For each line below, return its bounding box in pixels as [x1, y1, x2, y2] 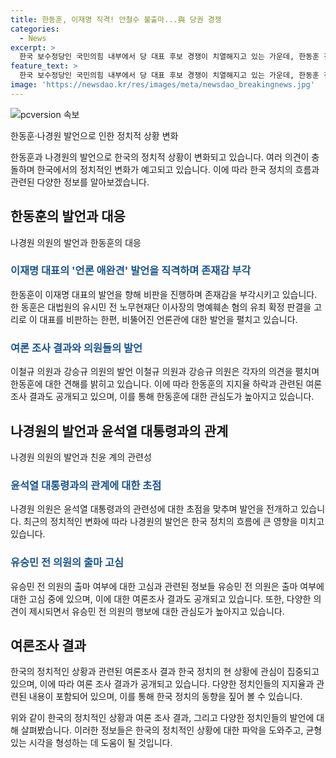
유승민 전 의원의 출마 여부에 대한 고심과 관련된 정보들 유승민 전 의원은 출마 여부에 [10, 580, 325, 592]
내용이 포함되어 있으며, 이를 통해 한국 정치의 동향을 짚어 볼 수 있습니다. [28, 691, 303, 703]
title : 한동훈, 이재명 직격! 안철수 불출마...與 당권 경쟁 [10, 14, 222, 25]
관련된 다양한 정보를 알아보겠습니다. [10, 176, 150, 188]
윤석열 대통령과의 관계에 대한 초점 [10, 478, 162, 492]
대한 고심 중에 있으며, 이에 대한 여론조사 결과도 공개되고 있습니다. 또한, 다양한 [10, 592, 312, 605]
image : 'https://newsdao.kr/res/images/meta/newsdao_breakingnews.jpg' [10, 80, 315, 90]
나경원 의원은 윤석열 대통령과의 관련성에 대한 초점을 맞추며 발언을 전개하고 [10, 503, 299, 515]
